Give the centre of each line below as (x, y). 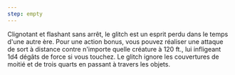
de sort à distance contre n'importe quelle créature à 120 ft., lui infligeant (114, 49)
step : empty (25, 14)
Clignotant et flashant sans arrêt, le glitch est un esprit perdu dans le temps (118, 34)
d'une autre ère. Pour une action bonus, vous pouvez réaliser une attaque (115, 41)
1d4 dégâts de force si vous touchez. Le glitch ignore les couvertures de (113, 57)
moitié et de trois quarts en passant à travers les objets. (89, 64)
